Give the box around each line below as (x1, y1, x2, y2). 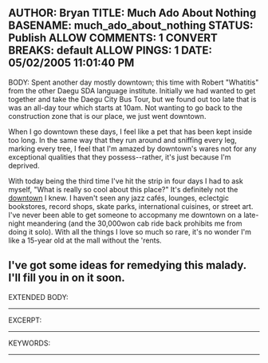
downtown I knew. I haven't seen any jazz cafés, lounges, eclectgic (8, 193, 230, 203)
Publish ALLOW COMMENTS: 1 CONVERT (8, 31, 218, 45)
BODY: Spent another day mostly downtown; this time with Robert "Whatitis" (8, 77, 259, 87)
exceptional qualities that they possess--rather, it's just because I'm (8, 152, 231, 162)
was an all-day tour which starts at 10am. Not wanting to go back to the (8, 103, 243, 112)
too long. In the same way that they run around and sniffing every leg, (8, 135, 237, 144)
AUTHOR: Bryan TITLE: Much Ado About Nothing (8, 6, 257, 20)
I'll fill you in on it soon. (8, 271, 125, 285)
